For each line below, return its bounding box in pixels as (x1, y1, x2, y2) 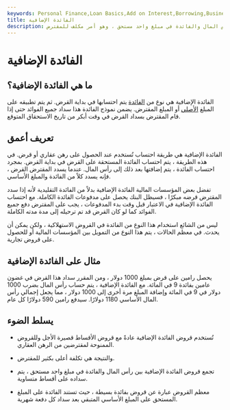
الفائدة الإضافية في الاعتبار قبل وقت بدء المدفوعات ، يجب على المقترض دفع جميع (7, 200, 214, 208)
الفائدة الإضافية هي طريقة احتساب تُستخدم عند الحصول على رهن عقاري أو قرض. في (7, 150, 222, 158)
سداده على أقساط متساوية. (16, 374, 88, 383)
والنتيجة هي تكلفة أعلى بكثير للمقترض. (16, 354, 115, 362)
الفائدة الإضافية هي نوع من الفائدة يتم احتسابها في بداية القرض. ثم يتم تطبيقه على (7, 97, 214, 106)
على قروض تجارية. (7, 235, 55, 243)
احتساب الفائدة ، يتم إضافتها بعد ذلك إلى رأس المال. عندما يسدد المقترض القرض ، (7, 165, 215, 173)
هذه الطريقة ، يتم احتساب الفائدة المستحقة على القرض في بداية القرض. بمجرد (7, 158, 207, 166)
